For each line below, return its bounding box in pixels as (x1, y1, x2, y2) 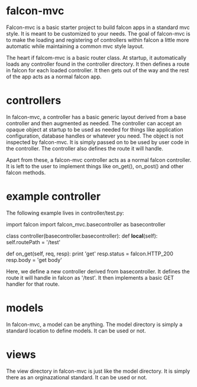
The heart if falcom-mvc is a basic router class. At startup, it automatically (6, 54, 186, 61)
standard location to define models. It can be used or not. (6, 327, 146, 334)
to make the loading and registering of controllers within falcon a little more (6, 36, 189, 43)
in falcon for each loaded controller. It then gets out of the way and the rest (6, 66, 189, 73)
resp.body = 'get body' (6, 256, 62, 263)
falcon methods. (6, 169, 46, 176)
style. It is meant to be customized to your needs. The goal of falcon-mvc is (6, 30, 190, 37)
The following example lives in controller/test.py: (6, 209, 124, 216)
